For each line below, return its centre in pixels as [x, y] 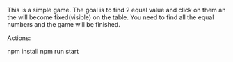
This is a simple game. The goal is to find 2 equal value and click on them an [116, 10]
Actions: [19, 38]
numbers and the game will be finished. [64, 24]
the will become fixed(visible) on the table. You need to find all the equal [111, 17]
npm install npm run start [43, 51]
